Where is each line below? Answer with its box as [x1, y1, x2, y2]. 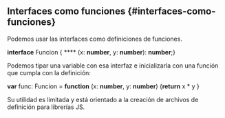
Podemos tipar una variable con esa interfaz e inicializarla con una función [7, 61, 219, 70]
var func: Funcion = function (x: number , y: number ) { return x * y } [7, 82, 200, 90]
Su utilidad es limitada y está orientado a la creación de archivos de [7, 95, 199, 104]
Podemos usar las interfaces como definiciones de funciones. [7, 35, 182, 43]
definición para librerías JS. [7, 103, 85, 111]
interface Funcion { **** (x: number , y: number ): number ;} [7, 48, 176, 56]
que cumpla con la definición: [7, 68, 92, 77]
